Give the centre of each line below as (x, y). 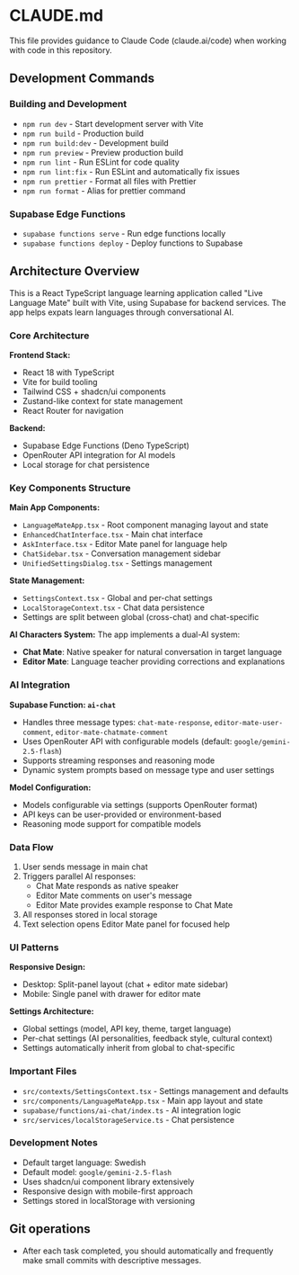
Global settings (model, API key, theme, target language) (127, 1029)
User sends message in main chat (85, 866)
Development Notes (54, 1143)
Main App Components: (55, 507)
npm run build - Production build (83, 133)
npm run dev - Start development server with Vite (113, 123)
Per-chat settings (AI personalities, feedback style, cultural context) (147, 1038)
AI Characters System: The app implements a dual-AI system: (125, 634)
